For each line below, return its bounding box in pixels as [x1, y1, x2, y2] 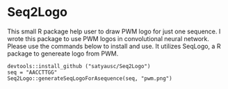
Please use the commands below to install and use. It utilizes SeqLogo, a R [7, 42, 221, 50]
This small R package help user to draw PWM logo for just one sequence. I [7, 27, 221, 35]
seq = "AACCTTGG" [7, 69, 58, 76]
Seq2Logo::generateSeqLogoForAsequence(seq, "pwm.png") [7, 74, 172, 82]
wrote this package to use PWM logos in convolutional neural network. [7, 34, 210, 42]
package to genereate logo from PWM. [7, 49, 119, 58]
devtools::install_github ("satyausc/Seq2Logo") [7, 63, 151, 70]
